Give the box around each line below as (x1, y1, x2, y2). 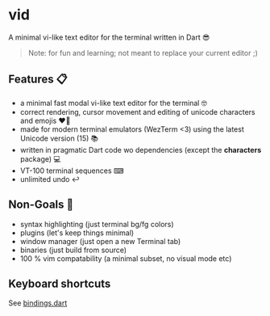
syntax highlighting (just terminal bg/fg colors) (19, 219, 175, 229)
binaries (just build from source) (19, 245, 127, 255)
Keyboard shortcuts (8, 276, 111, 290)
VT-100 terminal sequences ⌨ (19, 166, 124, 175)
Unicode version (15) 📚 (19, 133, 99, 143)
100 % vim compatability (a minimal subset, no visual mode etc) (19, 253, 232, 263)
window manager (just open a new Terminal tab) (19, 236, 181, 246)
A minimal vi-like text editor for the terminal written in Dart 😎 (8, 32, 210, 42)
